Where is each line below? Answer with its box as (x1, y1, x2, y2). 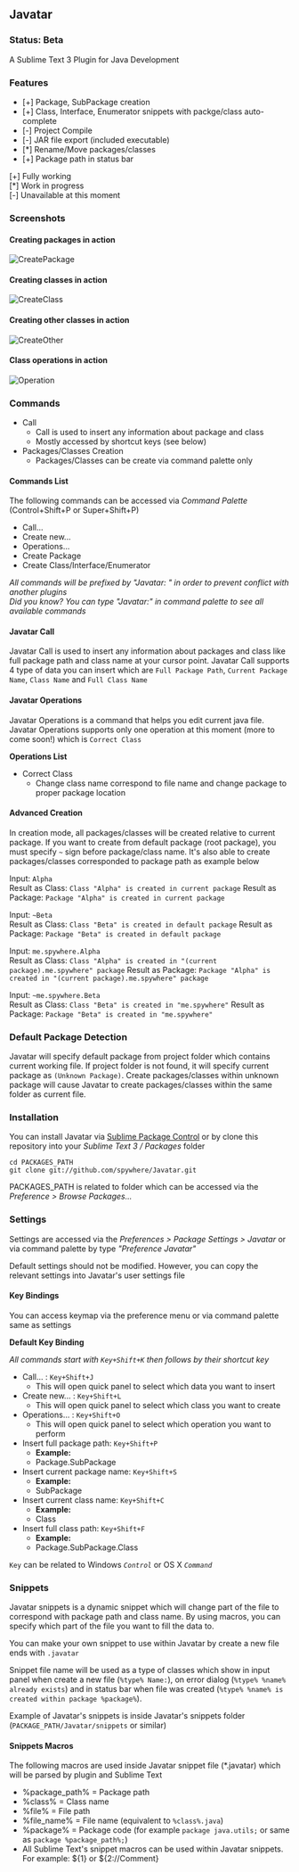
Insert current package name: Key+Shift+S (21, 1466, 178, 1477)
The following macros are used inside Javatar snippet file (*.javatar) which (9, 1761, 281, 1771)
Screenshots (9, 211, 66, 224)
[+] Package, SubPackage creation (21, 96, 150, 107)
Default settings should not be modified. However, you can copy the (9, 1260, 259, 1271)
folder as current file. (9, 1089, 86, 1100)
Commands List (9, 475, 69, 486)
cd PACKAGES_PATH (9, 1159, 74, 1167)
